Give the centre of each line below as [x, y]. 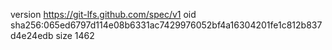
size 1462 [75, 35]
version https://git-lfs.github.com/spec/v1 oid [103, 14]
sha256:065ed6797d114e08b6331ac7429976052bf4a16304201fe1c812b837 [166, 25]
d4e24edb [32, 35]
